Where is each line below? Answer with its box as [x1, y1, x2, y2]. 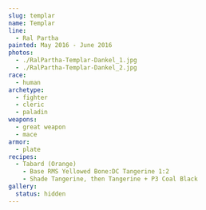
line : [8, 26, 26, 34]
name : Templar [8, 19, 56, 27]
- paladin [15, 109, 48, 117]
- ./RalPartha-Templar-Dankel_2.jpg [15, 64, 137, 72]
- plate [15, 145, 42, 153]
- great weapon [15, 123, 66, 131]
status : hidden [15, 189, 66, 198]
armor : [8, 137, 30, 146]
